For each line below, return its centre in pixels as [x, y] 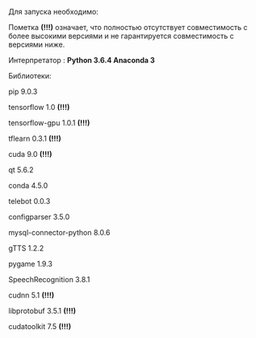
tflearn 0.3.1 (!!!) [35, 138]
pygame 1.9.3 [30, 264]
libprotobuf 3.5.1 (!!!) [42, 311]
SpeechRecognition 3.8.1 [49, 279]
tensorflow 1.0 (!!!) [39, 107]
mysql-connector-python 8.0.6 [59, 232]
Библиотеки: [30, 76]
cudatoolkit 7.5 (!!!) [40, 326]
